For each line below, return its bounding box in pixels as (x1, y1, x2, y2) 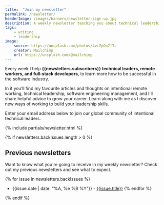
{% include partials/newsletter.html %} (5, 125, 83, 131)
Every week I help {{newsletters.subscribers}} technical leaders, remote (5, 66, 155, 72)
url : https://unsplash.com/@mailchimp (14, 52, 93, 57)
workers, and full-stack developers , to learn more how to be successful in (5, 71, 156, 77)
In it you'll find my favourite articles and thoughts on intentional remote (5, 86, 147, 92)
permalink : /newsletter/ (5, 12, 56, 17)
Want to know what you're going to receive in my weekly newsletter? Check (5, 162, 158, 168)
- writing (14, 30, 34, 35)
